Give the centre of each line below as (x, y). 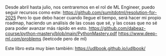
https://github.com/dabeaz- (117, 28)
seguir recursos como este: (33, 12)
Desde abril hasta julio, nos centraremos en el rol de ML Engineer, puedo (80, 7)
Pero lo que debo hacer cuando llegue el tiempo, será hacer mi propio (89, 18)
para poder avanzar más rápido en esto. (46, 28)
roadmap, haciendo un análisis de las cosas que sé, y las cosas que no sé (81, 23)
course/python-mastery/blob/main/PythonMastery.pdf (61, 33)
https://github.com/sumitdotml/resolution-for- (110, 12)
